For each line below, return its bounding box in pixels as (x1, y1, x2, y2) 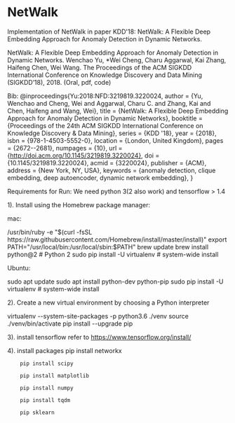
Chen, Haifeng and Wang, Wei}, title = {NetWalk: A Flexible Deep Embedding (7, 106, 229, 115)
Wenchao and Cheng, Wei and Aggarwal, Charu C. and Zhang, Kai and (7, 99, 211, 107)
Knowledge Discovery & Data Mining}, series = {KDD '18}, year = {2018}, (7, 129, 217, 137)
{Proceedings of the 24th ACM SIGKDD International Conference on (7, 121, 203, 130)
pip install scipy (20, 360, 74, 367)
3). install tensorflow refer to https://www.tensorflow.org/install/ (7, 333, 192, 341)
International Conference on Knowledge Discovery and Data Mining (7, 71, 202, 79)
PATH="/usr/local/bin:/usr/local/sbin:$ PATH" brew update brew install (7, 242, 209, 251)
